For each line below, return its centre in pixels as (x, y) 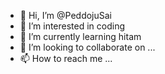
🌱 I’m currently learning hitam (80, 36)
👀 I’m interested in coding (72, 26)
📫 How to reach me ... (66, 58)
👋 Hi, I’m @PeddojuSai (65, 15)
